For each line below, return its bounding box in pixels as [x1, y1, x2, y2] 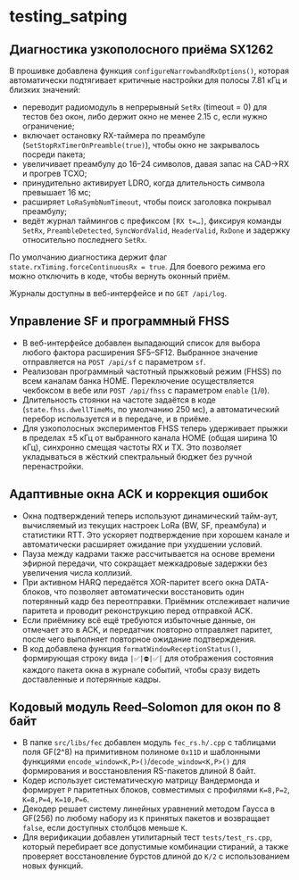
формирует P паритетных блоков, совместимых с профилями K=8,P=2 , [21, 785, 290, 795]
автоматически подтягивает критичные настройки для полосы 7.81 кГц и [9, 75, 287, 86]
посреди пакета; [21, 149, 87, 160]
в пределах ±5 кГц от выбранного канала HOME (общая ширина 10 [21, 432, 278, 443]
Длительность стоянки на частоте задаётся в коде [21, 394, 217, 405]
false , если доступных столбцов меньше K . [21, 823, 188, 834]
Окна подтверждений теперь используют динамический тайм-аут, [21, 511, 278, 521]
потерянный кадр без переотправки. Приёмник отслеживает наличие [21, 595, 290, 606]
